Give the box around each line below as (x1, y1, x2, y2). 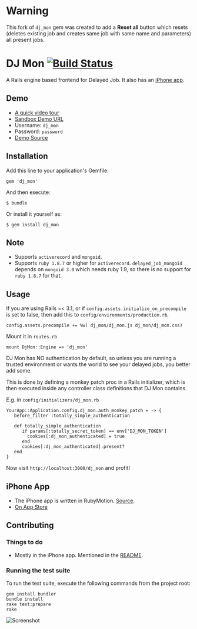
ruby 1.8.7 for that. (14, 272, 62, 279)
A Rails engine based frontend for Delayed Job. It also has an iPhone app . (6, 76, 185, 83)
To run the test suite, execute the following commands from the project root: (6, 579, 191, 587)
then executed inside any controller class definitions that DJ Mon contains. (6, 385, 187, 392)
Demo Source (14, 134, 48, 141)
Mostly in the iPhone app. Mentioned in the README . (14, 551, 143, 558)
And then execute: (6, 189, 51, 196)
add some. (6, 367, 32, 374)
